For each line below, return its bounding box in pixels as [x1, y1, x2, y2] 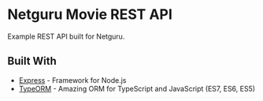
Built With [7, 54, 57, 68]
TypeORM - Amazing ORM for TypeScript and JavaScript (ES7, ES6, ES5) [18, 84, 256, 93]
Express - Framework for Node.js [18, 75, 127, 84]
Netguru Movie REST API [7, 6, 172, 24]
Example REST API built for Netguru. [7, 32, 125, 41]
